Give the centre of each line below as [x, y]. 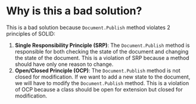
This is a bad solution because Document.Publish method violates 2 [88, 27]
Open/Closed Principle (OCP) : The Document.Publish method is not [97, 70]
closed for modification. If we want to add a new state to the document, [102, 77]
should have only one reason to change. [64, 64]
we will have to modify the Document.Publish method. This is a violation [102, 83]
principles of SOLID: [31, 33]
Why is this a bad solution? [74, 11]
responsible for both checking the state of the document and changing [102, 51]
